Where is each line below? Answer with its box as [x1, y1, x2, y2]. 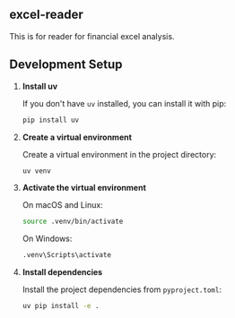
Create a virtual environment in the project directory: [22, 149, 217, 159]
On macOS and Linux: [22, 200, 103, 211]
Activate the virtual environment [22, 183, 146, 193]
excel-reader [9, 7, 83, 22]
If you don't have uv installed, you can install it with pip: [22, 98, 227, 108]
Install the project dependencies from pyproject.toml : [22, 284, 222, 295]
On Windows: [22, 233, 73, 245]
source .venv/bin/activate [22, 217, 124, 227]
